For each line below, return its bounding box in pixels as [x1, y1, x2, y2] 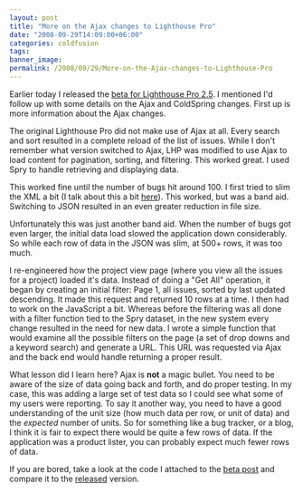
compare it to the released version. [9, 473, 140, 484]
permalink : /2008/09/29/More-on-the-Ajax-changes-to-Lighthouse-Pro [9, 64, 273, 73]
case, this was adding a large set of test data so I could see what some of [9, 388, 284, 399]
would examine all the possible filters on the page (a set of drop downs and [9, 332, 290, 343]
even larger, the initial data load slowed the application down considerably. [9, 227, 288, 238]
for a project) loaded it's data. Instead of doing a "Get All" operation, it [9, 274, 271, 285]
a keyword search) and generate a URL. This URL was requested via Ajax [9, 342, 282, 353]
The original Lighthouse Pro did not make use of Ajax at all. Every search [9, 125, 280, 136]
